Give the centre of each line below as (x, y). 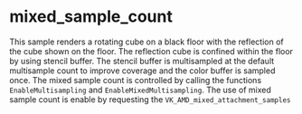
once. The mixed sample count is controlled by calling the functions (136, 80)
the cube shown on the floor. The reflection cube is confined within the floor (151, 51)
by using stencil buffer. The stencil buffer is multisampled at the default (142, 61)
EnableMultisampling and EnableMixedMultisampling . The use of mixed (140, 90)
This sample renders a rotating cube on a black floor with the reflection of (146, 42)
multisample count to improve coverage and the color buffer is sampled (142, 71)
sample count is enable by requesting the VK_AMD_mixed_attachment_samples (150, 99)
